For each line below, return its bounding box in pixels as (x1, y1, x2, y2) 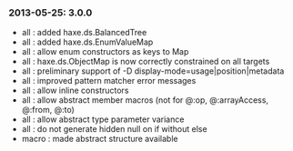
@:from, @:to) (21, 105, 75, 116)
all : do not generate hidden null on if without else (21, 124, 207, 135)
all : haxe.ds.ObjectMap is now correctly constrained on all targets (21, 56, 270, 67)
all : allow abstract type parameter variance (21, 114, 185, 125)
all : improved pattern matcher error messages (21, 75, 197, 86)
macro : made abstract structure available (21, 134, 178, 145)
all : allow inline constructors (21, 85, 129, 96)
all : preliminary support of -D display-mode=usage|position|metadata (21, 65, 285, 76)
